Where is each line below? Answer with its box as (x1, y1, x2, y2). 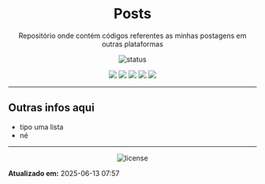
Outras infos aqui (8, 101, 95, 115)
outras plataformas (101, 39, 164, 48)
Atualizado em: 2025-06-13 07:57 (8, 168, 120, 178)
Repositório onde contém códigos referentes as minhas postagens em (18, 31, 247, 40)
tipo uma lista (19, 122, 64, 131)
